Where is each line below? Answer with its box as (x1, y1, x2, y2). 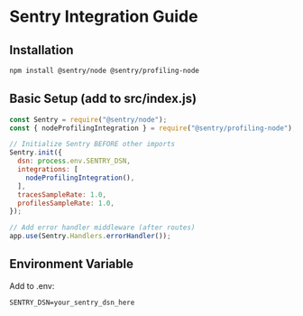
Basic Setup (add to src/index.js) (9, 91, 197, 107)
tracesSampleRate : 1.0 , (17, 190, 106, 200)
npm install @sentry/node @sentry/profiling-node (9, 66, 200, 75)
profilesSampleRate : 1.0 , (17, 199, 115, 208)
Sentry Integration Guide (9, 6, 198, 27)
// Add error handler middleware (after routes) (9, 223, 196, 232)
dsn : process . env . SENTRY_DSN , (17, 156, 131, 166)
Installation (9, 42, 74, 58)
